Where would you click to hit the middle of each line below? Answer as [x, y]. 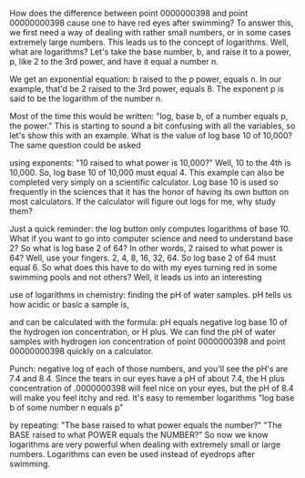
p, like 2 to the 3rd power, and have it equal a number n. [114, 61]
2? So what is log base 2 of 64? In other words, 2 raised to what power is [147, 248]
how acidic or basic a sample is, [70, 305]
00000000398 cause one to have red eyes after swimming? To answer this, [152, 23]
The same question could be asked [75, 145]
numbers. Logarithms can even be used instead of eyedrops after [132, 454]
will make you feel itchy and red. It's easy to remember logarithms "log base [152, 398]
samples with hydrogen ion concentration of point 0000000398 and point [147, 341]
